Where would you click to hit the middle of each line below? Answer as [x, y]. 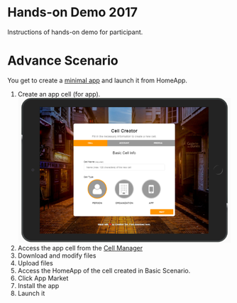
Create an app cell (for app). [59, 94]
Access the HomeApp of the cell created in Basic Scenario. [104, 270]
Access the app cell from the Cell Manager [80, 248]
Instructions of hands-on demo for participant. [75, 32]
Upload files [35, 263]
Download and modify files [57, 255]
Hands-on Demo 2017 [73, 12]
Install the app [38, 285]
